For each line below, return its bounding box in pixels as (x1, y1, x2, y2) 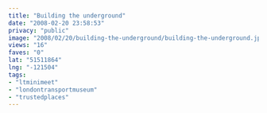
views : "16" (8, 41, 48, 49)
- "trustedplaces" (8, 93, 69, 101)
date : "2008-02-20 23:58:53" (8, 19, 105, 27)
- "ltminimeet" (8, 78, 59, 86)
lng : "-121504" (8, 64, 59, 72)
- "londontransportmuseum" (8, 85, 98, 94)
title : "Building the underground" (8, 11, 126, 20)
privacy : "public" (8, 26, 69, 34)
